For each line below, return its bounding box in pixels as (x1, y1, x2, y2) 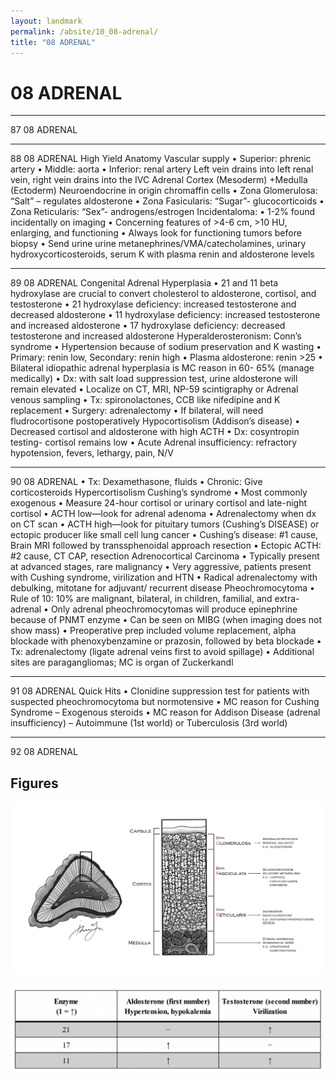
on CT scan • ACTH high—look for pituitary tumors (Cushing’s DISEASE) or (10, 518, 320, 530)
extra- (274, 593, 300, 605)
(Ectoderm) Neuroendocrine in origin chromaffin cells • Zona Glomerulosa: (10, 185, 318, 197)
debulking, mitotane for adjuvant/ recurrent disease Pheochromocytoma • (10, 582, 315, 594)
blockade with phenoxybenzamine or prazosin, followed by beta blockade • (10, 635, 322, 647)
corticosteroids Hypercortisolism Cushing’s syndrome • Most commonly (10, 486, 308, 499)
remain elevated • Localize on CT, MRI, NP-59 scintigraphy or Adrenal (10, 383, 299, 395)
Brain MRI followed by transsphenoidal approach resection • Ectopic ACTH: (10, 540, 322, 552)
